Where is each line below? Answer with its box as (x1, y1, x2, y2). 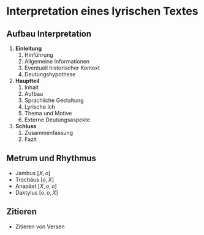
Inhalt (24, 84, 39, 91)
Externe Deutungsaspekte (24, 116, 91, 123)
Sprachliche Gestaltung (24, 96, 84, 104)
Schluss (15, 123, 37, 129)
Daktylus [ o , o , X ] (15, 189, 58, 196)
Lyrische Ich (24, 103, 56, 110)
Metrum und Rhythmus (6, 153, 97, 164)
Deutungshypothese (24, 71, 76, 78)
